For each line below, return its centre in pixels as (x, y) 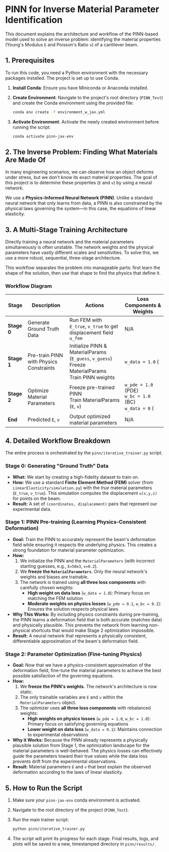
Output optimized (90, 417)
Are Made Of (26, 160)
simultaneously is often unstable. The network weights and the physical (79, 247)
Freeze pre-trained (92, 387)
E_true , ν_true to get (94, 326)
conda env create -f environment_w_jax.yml (59, 112)
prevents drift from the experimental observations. (65, 761)
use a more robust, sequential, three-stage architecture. (63, 258)
